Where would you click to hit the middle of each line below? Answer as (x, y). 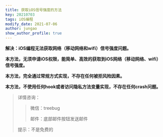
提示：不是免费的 (35, 129)
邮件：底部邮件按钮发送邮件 (59, 119)
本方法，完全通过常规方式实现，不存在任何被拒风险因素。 (65, 76)
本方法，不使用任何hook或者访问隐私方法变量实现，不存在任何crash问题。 (83, 87)
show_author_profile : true (34, 33)
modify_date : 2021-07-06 (31, 24)
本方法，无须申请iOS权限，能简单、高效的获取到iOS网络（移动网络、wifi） (83, 59)
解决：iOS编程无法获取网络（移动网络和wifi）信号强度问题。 (68, 48)
